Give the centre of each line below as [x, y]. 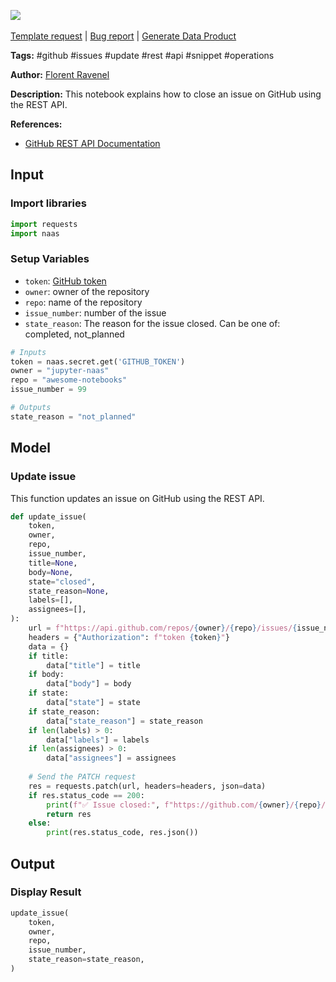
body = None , [51, 572]
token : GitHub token [65, 281]
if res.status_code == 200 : [86, 795]
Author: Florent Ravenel [60, 74]
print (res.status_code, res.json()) [122, 833]
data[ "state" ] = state [93, 703]
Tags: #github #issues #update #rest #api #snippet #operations [142, 55]
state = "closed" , [62, 581]
